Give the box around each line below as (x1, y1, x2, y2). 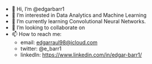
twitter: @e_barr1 (20, 45, 62, 52)
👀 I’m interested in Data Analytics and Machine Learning (11, 12, 147, 19)
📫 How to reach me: (11, 31, 62, 37)
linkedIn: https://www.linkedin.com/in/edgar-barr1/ (20, 51, 142, 58)
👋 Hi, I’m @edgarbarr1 (11, 6, 65, 12)
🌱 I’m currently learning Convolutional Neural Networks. (11, 18, 146, 24)
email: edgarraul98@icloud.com (20, 39, 98, 46)
